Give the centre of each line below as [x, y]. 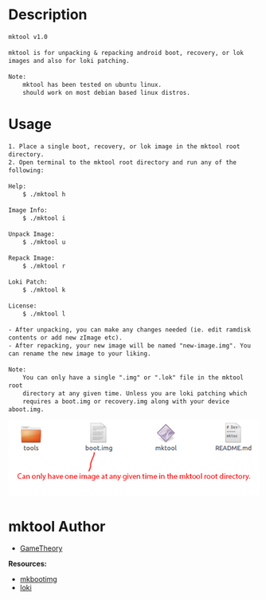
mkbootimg [38, 579]
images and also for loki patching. [69, 61]
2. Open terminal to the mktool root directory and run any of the [123, 162]
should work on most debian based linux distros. [107, 92]
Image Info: [28, 210]
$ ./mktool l [44, 314]
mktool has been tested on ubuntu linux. [92, 84]
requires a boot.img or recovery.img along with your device [126, 401]
